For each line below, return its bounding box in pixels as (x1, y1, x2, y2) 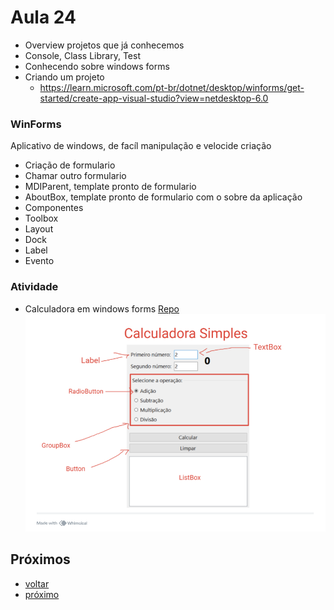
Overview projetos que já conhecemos (24, 39, 185, 51)
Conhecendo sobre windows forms (24, 60, 170, 72)
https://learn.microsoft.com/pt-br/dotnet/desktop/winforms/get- (39, 81, 305, 93)
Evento (24, 255, 55, 267)
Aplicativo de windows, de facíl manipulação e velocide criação (10, 140, 272, 152)
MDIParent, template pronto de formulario (24, 181, 197, 193)
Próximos (10, 551, 71, 568)
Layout (24, 223, 54, 235)
